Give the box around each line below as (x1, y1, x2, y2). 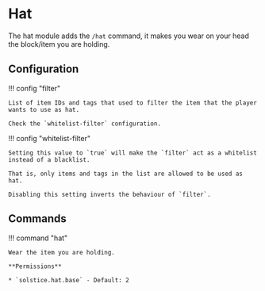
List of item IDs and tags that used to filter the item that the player (8, 98, 258, 107)
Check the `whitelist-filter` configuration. (8, 120, 161, 128)
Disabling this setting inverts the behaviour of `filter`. (8, 190, 212, 198)
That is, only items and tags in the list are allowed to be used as (8, 170, 244, 178)
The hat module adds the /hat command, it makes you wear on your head (8, 31, 250, 40)
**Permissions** (8, 262, 62, 270)
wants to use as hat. (8, 105, 80, 113)
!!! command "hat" (8, 233, 68, 243)
